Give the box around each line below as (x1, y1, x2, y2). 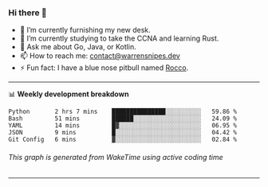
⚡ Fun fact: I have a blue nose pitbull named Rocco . (19, 63, 189, 72)
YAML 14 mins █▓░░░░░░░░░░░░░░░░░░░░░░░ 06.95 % (8, 122, 238, 130)
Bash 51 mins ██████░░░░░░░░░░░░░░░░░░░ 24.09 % (8, 115, 238, 123)
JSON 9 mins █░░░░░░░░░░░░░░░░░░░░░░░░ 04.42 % (8, 129, 238, 137)
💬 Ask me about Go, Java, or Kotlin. (19, 42, 137, 52)
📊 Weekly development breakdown (8, 89, 129, 99)
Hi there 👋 (8, 7, 48, 18)
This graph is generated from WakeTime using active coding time (8, 152, 223, 162)
